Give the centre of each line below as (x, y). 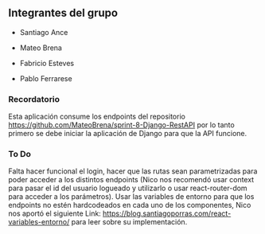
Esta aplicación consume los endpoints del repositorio (97, 117)
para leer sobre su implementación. (129, 222)
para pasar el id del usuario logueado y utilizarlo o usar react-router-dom (128, 188)
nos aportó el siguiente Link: (55, 213)
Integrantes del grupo (63, 13)
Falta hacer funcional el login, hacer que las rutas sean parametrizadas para (133, 171)
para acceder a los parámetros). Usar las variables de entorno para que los (131, 197)
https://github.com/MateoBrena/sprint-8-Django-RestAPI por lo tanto (121, 125)
